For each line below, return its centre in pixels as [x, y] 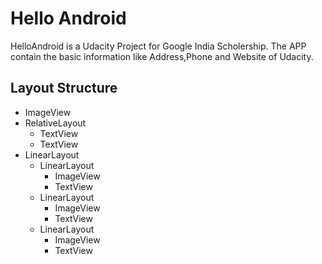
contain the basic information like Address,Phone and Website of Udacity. [162, 56]
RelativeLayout [55, 123]
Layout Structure [64, 88]
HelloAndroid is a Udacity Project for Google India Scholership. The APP [158, 46]
